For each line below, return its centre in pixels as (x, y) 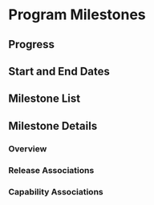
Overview (28, 148)
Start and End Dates (59, 71)
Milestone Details (53, 126)
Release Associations (51, 170)
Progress (31, 44)
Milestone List (45, 99)
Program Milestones (77, 15)
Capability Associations (56, 191)
